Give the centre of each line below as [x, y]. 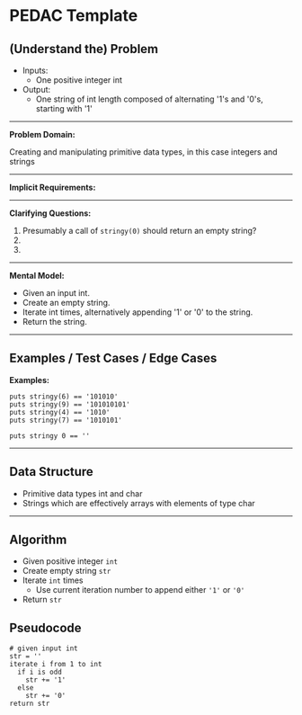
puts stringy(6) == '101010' [64, 397]
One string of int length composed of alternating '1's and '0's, [149, 99]
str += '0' [46, 696]
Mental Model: [37, 276]
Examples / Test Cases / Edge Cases [113, 358]
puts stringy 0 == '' [50, 436]
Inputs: [35, 70]
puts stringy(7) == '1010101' [66, 420]
